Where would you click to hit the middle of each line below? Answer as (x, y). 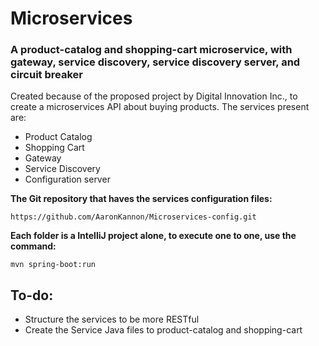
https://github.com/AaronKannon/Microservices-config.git (133, 217)
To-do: (32, 295)
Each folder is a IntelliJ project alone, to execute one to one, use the (153, 236)
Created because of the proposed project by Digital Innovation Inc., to (154, 96)
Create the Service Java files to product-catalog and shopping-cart (163, 330)
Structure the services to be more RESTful (112, 319)
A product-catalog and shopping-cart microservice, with (151, 50)
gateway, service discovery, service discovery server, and (155, 62)
